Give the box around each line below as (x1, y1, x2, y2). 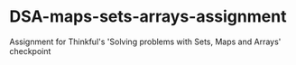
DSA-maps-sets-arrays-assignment (9, 6, 287, 27)
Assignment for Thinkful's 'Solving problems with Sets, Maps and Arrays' (9, 36, 282, 47)
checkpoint (9, 45, 51, 56)
